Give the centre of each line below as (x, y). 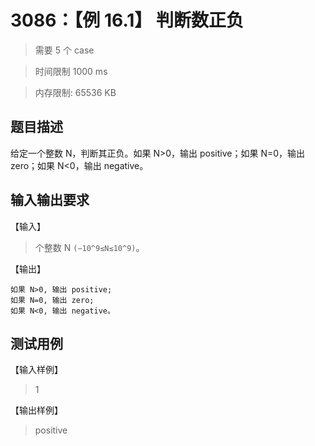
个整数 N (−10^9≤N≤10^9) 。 (89, 247)
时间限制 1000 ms (71, 71)
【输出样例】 (36, 410)
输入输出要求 (50, 200)
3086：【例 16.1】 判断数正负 (127, 20)
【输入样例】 (36, 370)
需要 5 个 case (64, 50)
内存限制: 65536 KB (75, 92)
